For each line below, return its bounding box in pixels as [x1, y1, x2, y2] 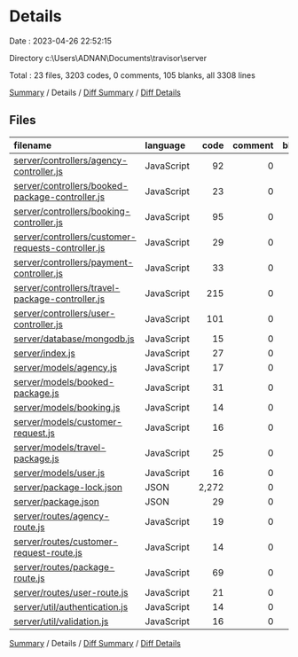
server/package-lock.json [13, 481, 122, 493]
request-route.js [13, 546, 82, 559]
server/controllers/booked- [13, 179, 129, 192]
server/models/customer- [13, 415, 122, 427]
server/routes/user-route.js [13, 586, 129, 598]
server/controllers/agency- [13, 153, 129, 166]
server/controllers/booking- [13, 205, 131, 217]
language [145, 139, 186, 152]
